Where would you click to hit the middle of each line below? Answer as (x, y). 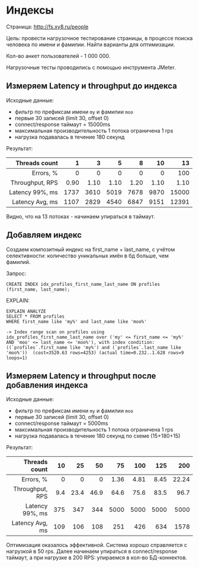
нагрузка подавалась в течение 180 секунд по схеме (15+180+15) (97, 436)
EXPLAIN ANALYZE (26, 311)
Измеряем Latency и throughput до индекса (92, 86)
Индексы (30, 10)
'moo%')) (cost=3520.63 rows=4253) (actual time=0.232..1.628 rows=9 (95, 353)
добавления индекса (47, 385)
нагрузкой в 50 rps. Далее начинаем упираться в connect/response (92, 552)
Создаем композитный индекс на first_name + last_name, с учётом (91, 249)
